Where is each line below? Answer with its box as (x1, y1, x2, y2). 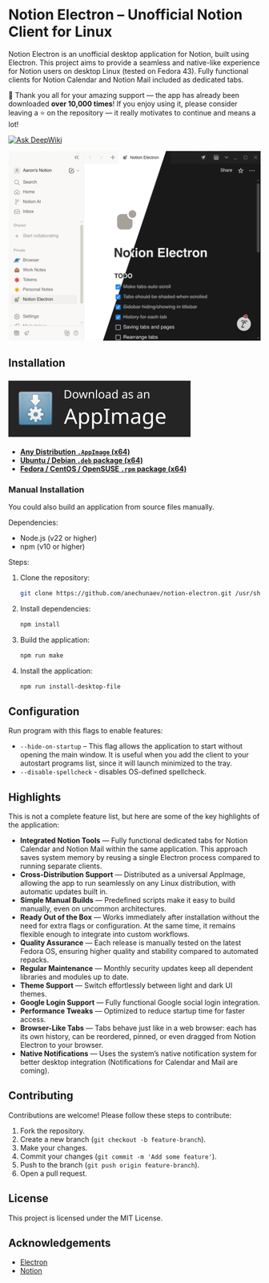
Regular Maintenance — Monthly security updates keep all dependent (19, 964, 254, 973)
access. (19, 1015, 46, 1025)
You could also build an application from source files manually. (8, 501, 215, 511)
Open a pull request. (19, 1168, 88, 1178)
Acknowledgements (8, 1236, 111, 1250)
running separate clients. (19, 861, 102, 871)
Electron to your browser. (19, 1041, 104, 1050)
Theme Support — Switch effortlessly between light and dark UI (19, 981, 233, 990)
